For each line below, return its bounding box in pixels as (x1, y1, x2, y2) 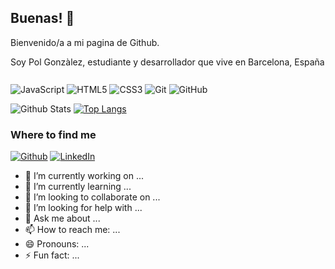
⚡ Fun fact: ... (24, 249, 80, 261)
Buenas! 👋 (10, 10, 75, 27)
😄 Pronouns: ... (24, 238, 90, 250)
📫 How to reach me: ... (24, 224, 121, 236)
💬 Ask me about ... (24, 212, 101, 225)
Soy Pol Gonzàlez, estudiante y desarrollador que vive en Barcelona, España (10, 56, 325, 68)
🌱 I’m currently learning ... (24, 181, 132, 193)
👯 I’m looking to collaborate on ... (24, 191, 161, 203)
